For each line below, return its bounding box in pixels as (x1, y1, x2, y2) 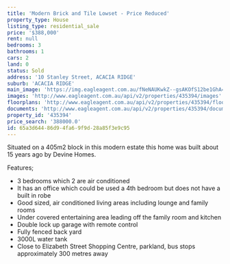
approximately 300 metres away (16, 250, 108, 258)
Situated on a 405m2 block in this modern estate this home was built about (7, 143, 219, 151)
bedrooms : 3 (7, 42, 41, 49)
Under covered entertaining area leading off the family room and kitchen (16, 213, 221, 222)
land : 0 (7, 61, 29, 68)
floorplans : (7, 99, 41, 106)
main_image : (7, 86, 41, 93)
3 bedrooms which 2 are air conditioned (16, 177, 130, 185)
